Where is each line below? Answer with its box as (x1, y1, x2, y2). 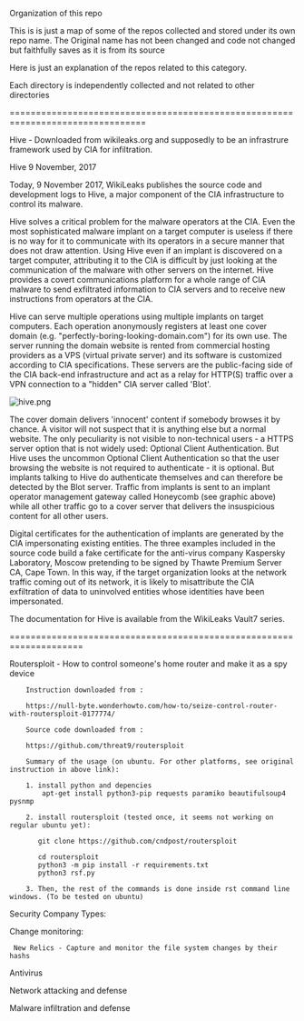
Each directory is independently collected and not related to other (9, 80, 256, 90)
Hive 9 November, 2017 (9, 162, 97, 172)
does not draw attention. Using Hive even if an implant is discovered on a (9, 245, 283, 255)
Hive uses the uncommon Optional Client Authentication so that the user (9, 453, 279, 463)
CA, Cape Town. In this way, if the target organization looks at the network (9, 567, 288, 577)
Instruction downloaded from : (25, 686, 144, 695)
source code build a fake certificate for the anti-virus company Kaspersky (9, 547, 286, 558)
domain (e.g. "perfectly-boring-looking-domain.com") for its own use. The (9, 331, 288, 341)
